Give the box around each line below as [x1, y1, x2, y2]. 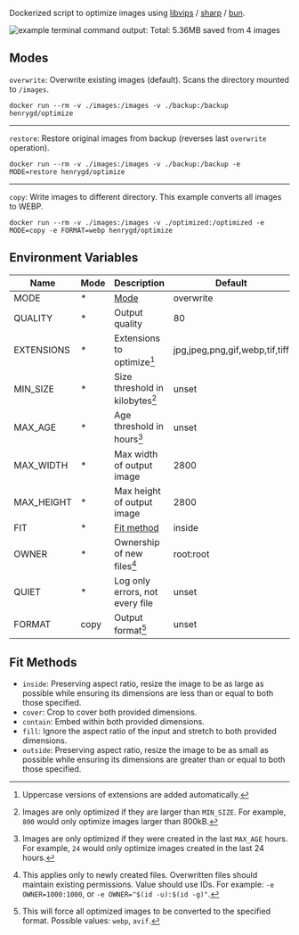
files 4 [114, 558, 137, 572]
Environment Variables [9, 250, 139, 266]
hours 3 [114, 432, 144, 445]
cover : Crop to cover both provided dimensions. [21, 707, 198, 717]
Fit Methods [9, 655, 77, 670]
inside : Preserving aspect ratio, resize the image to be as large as [21, 678, 264, 690]
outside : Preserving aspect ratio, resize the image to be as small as [21, 745, 269, 756]
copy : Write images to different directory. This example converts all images [9, 191, 282, 202]
